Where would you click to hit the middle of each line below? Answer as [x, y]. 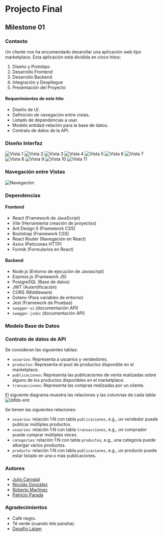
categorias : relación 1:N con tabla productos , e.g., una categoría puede [84, 440]
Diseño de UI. [26, 110]
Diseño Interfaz [24, 143]
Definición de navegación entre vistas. [51, 115]
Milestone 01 [25, 27]
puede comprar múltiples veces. [45, 435]
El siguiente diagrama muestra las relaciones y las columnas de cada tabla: [81, 395]
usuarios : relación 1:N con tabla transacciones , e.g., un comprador [80, 430]
